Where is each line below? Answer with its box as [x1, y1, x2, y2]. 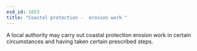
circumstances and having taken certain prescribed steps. [6, 38, 153, 45]
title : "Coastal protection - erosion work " [6, 15, 128, 21]
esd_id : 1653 [6, 8, 40, 15]
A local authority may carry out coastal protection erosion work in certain [6, 31, 191, 38]
